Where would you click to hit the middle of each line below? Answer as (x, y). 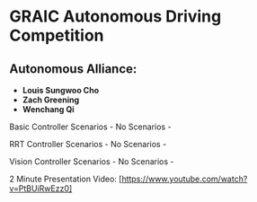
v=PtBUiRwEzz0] (41, 189)
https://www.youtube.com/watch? (184, 179)
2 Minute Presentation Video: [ (66, 179)
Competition (57, 35)
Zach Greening (51, 100)
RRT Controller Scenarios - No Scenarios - (88, 144)
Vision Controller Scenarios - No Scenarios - (92, 162)
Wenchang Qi (48, 109)
